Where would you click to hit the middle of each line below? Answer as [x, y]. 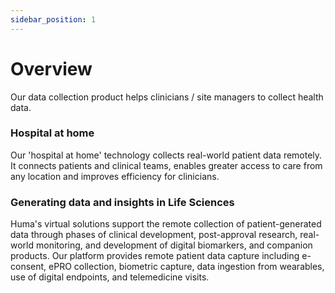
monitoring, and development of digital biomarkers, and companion [174, 245]
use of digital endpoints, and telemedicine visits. [110, 277]
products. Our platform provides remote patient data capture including [155, 256]
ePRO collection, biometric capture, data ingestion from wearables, [186, 267]
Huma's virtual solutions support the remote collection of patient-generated [166, 224]
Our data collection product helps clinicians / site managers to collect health [167, 97]
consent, [28, 267]
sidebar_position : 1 [53, 19]
